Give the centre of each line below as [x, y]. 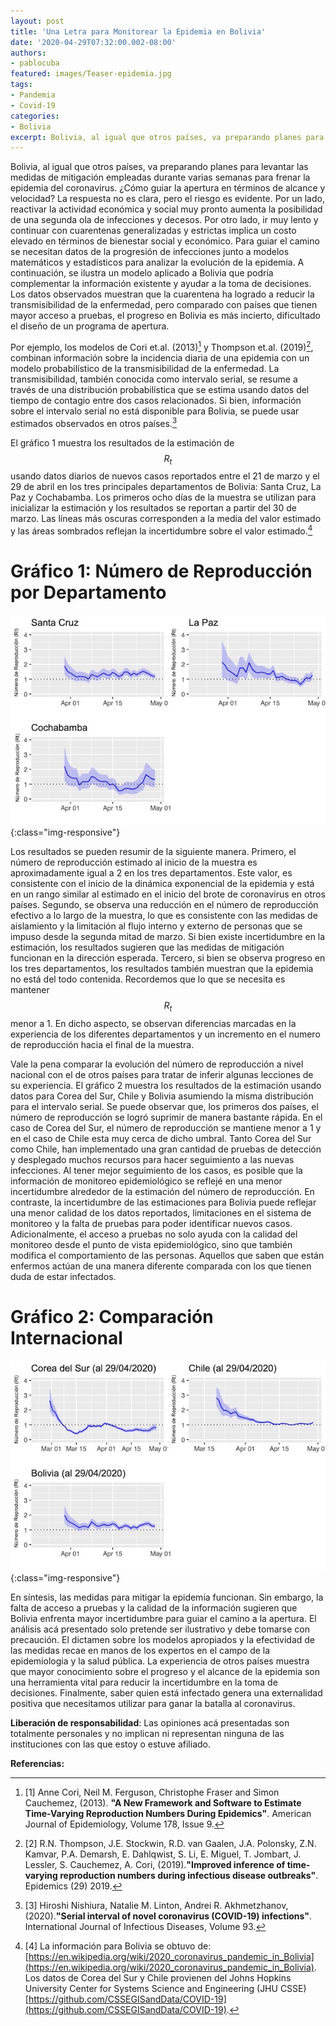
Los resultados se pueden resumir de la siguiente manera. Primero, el [153, 851]
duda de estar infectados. [63, 1276]
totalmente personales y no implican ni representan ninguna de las [147, 1733]
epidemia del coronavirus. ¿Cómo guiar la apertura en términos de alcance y [168, 188]
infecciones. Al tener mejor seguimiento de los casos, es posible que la [156, 1170]
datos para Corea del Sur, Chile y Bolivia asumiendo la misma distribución [162, 1096]
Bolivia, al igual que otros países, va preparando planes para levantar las [159, 167]
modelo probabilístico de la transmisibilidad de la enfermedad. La [145, 368]
